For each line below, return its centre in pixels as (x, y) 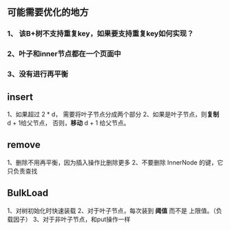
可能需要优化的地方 (48, 12)
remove (24, 145)
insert (20, 97)
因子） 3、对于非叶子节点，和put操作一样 (72, 219)
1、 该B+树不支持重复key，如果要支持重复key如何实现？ (101, 34)
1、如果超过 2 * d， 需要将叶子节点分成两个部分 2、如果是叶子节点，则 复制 (113, 114)
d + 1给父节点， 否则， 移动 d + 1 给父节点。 (69, 123)
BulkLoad (28, 193)
